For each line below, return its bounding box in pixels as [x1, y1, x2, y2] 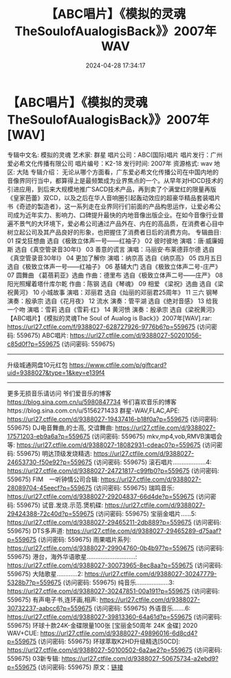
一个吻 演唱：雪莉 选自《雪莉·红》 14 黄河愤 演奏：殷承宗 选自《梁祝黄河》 [7, 305, 219, 314]
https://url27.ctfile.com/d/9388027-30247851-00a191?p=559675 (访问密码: [7, 587, 220, 595]
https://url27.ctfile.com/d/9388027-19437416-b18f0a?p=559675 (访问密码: [7, 415, 219, 423]
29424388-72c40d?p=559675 [7, 510, 94, 518]
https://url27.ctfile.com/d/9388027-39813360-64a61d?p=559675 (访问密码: [7, 613, 222, 621]
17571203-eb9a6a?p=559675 [7, 432, 91, 440]
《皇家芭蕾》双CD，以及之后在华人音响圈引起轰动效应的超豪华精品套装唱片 [7, 193, 221, 201]
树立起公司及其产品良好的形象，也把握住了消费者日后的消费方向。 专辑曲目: [7, 228, 221, 236]
